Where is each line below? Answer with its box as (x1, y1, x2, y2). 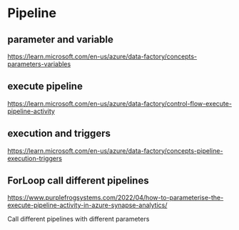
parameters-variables (7, 60, 71, 68)
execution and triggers (7, 127, 111, 140)
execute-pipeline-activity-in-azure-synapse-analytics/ (7, 201, 168, 209)
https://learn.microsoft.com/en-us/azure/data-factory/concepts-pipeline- (7, 146, 223, 155)
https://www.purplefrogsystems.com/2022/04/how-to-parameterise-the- (7, 194, 224, 202)
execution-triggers (7, 154, 63, 162)
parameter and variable (7, 33, 114, 46)
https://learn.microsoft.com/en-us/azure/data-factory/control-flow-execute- (7, 99, 232, 108)
